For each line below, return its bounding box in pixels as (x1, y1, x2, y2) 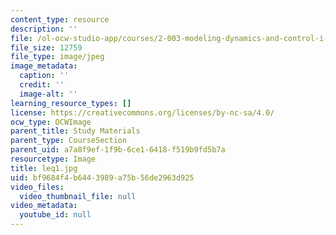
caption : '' (19, 71, 70, 81)
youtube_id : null (19, 210, 92, 220)
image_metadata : (10, 61, 78, 71)
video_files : (10, 182, 65, 192)
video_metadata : (10, 201, 78, 211)
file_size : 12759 (10, 42, 83, 53)
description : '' (10, 24, 78, 34)
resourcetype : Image (10, 154, 97, 164)
